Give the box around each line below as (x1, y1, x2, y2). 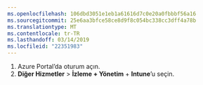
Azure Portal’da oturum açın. (17, 63, 100, 70)
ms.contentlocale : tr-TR (7, 30, 80, 37)
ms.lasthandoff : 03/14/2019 (7, 37, 90, 44)
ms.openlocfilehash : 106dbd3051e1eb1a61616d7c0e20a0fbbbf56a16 (7, 10, 197, 18)
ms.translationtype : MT (7, 23, 77, 30)
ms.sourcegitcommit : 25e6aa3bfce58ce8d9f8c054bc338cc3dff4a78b (7, 17, 197, 24)
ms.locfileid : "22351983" (7, 43, 83, 50)
